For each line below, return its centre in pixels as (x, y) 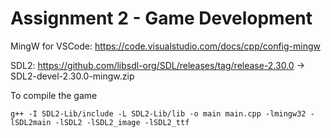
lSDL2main (31, 122)
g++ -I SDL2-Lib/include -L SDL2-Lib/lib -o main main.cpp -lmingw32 (158, 113)
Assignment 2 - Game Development (161, 18)
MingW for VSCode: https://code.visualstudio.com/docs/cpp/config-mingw (165, 46)
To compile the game (54, 95)
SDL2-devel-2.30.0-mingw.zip (72, 76)
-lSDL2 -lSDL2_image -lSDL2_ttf (122, 122)
